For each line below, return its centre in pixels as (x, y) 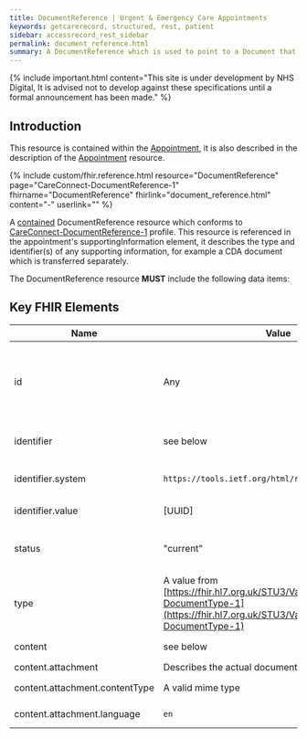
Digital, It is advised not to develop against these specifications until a (141, 88)
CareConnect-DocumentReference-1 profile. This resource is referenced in (150, 232)
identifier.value (46, 511)
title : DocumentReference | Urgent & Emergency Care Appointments (138, 18)
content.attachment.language (77, 713)
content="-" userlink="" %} (61, 204)
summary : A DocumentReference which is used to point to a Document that (153, 52)
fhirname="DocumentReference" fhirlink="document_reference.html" (140, 195)
